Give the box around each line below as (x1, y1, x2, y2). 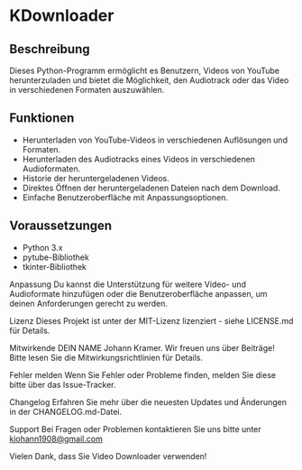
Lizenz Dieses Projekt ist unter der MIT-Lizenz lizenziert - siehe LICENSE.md (9, 315, 294, 326)
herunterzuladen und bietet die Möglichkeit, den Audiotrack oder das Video (9, 75, 289, 86)
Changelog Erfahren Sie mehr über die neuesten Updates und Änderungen (9, 396, 287, 407)
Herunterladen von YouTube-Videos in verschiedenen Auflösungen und (22, 134, 288, 145)
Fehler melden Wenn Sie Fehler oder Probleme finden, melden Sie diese (9, 369, 277, 380)
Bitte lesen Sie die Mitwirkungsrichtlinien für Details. (9, 352, 204, 363)
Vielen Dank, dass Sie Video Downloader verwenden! (9, 450, 207, 461)
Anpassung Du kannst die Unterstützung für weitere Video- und (9, 279, 246, 290)
